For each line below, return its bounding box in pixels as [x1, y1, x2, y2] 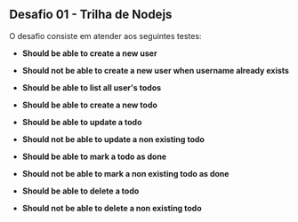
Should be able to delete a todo [21, 186, 140, 196]
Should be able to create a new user [21, 48, 157, 59]
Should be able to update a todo [21, 116, 142, 127]
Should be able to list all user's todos [21, 82, 162, 92]
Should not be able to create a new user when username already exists [21, 65, 289, 75]
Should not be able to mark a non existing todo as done [21, 168, 230, 178]
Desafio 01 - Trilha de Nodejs [9, 7, 173, 22]
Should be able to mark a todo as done [21, 151, 167, 162]
